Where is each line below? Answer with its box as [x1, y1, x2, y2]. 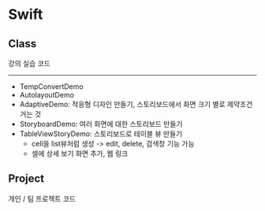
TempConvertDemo [19, 82, 84, 91]
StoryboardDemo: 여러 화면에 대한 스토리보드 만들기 [19, 120, 183, 128]
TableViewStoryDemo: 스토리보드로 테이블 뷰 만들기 [19, 129, 183, 139]
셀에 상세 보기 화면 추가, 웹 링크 [31, 149, 129, 158]
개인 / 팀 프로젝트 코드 [8, 194, 77, 203]
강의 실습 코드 [8, 59, 51, 68]
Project [8, 172, 45, 186]
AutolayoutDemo [19, 91, 75, 99]
